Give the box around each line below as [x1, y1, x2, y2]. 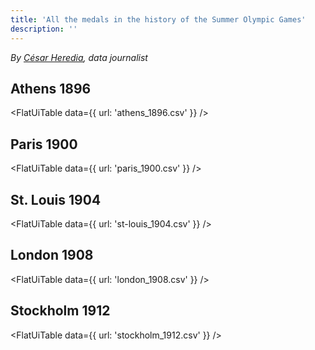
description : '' [10, 24, 78, 34]
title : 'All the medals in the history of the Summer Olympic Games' [10, 14, 307, 25]
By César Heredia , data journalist [10, 51, 148, 63]
